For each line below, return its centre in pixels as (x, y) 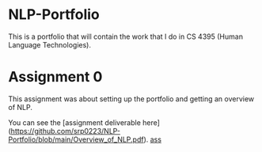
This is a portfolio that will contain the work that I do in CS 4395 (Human (126, 36)
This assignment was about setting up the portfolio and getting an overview (131, 99)
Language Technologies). (49, 44)
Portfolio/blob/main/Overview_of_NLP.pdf (76, 139)
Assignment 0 (55, 77)
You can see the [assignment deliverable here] (84, 122)
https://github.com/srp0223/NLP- (66, 131)
